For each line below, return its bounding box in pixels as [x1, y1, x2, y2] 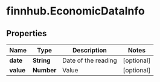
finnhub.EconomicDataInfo [6, 4, 145, 18]
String [32, 56, 51, 65]
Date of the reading [62, 56, 118, 65]
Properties [6, 28, 47, 39]
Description [72, 46, 107, 54]
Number [32, 66, 57, 74]
